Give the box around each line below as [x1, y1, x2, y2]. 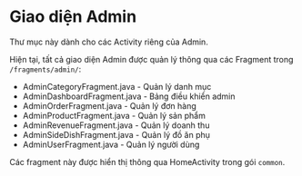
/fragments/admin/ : [9, 64, 82, 74]
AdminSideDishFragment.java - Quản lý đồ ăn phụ [22, 129, 211, 140]
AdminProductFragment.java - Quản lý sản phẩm [22, 110, 206, 121]
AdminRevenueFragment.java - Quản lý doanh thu [22, 120, 210, 131]
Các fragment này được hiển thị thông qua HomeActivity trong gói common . [9, 156, 286, 167]
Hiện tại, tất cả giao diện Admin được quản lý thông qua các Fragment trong [9, 54, 294, 64]
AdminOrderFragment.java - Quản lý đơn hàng [22, 100, 197, 111]
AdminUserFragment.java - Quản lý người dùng [22, 139, 200, 150]
